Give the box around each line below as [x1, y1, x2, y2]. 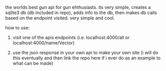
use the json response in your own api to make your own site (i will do [12, 50, 158, 55]
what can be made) [12, 60, 53, 66]
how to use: [5, 25, 30, 31]
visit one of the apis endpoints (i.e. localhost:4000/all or [12, 35, 130, 40]
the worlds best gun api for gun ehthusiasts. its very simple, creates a [5, 5, 151, 10]
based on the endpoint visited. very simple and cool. [5, 15, 115, 21]
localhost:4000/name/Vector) [12, 40, 75, 46]
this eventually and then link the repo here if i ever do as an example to [12, 55, 161, 61]
